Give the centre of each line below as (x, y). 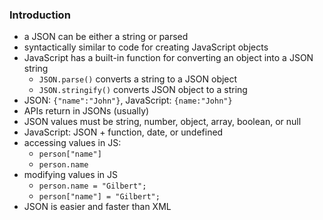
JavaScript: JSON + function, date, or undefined (123, 132)
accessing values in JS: (72, 143)
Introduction (40, 15)
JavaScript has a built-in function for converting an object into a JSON (168, 58)
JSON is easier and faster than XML (97, 207)
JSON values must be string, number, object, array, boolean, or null (162, 122)
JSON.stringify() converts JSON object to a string (143, 90)
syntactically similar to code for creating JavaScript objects (146, 47)
